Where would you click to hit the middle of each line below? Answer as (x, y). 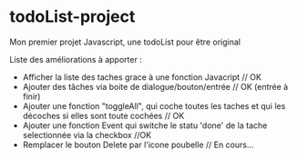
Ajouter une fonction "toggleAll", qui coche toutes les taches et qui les (154, 105)
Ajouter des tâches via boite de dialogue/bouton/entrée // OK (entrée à (155, 86)
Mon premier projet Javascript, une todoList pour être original (125, 42)
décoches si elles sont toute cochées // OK (103, 115)
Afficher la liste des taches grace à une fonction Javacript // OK (142, 77)
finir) (31, 96)
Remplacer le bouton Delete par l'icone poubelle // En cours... (138, 144)
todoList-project (72, 17)
